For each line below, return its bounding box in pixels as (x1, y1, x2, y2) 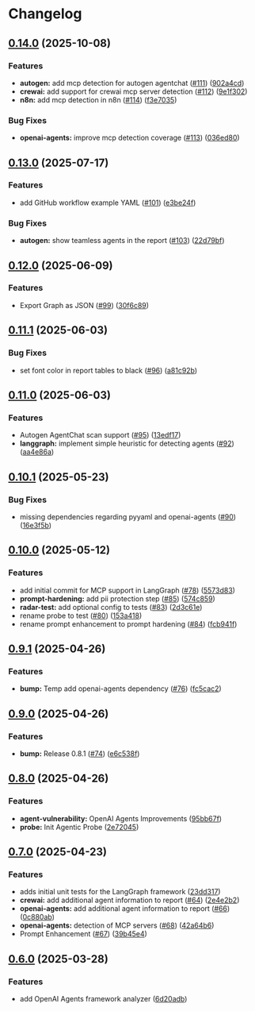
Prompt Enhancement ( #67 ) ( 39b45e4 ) (19, 929, 148, 939)
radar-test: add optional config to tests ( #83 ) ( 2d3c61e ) (19, 602, 203, 612)
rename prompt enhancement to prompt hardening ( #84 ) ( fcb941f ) (19, 619, 238, 628)
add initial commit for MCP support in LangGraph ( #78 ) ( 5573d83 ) (19, 585, 236, 595)
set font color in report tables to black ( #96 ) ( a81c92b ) (19, 365, 198, 375)
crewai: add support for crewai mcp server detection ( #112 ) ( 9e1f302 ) (19, 87, 248, 96)
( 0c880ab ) (19, 913, 55, 922)
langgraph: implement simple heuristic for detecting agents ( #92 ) (19, 438, 235, 449)
